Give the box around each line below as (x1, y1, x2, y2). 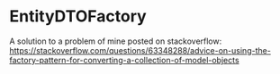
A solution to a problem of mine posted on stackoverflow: (9, 36, 222, 46)
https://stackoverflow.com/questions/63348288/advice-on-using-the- (9, 45, 272, 55)
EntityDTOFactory (9, 6, 147, 27)
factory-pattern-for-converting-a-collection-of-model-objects (9, 54, 240, 65)
